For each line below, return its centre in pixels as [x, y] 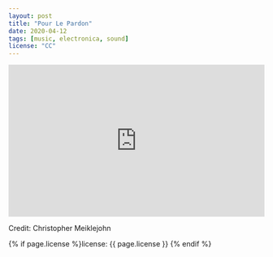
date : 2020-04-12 [38, 31]
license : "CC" [32, 46]
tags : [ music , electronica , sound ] [69, 39]
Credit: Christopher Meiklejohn [60, 229]
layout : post [30, 16]
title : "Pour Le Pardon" [50, 24]
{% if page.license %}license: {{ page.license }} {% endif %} [110, 244]
